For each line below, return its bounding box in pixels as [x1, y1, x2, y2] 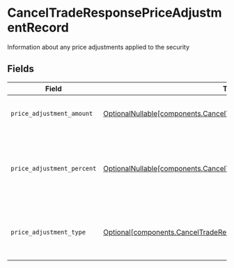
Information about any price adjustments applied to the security [7, 43, 190, 51]
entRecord [7, 20, 70, 36]
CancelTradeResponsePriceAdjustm [7, 5, 222, 21]
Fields [7, 63, 35, 75]
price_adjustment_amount [10, 110, 93, 117]
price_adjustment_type [10, 228, 86, 236]
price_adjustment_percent [10, 164, 97, 172]
